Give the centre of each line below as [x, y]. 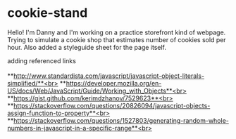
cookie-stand [48, 13]
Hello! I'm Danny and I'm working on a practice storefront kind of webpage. [117, 32]
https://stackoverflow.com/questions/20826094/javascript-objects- [112, 105]
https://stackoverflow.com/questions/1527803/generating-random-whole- [121, 120]
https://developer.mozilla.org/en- [114, 83]
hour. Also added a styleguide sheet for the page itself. [87, 47]
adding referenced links [42, 60]
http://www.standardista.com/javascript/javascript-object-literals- [109, 76]
